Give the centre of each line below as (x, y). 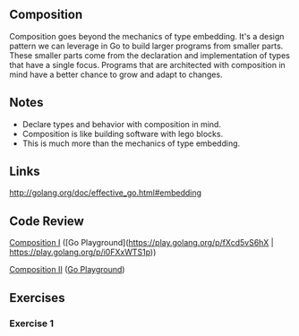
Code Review (47, 221)
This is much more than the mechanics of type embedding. (131, 143)
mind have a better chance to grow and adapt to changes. (116, 74)
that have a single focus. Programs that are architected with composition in (148, 65)
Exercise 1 (32, 323)
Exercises (37, 298)
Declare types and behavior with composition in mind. (122, 124)
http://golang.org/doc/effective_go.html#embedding (106, 193)
